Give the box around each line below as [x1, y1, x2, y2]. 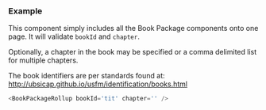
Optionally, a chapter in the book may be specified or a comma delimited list [8, 47, 257, 57]
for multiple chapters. [8, 55, 79, 65]
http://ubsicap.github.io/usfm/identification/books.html [8, 79, 188, 89]
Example [8, 6, 43, 17]
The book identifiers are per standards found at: [8, 71, 165, 81]
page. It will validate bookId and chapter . [8, 32, 141, 41]
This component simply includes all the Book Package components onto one [8, 24, 259, 33]
